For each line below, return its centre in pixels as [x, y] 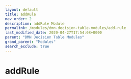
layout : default [22, 10]
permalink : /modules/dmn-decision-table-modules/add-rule [65, 28]
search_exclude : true [27, 46]
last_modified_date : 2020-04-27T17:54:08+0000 [53, 33]
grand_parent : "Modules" [30, 42]
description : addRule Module [35, 23]
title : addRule [21, 14]
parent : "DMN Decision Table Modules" [45, 38]
